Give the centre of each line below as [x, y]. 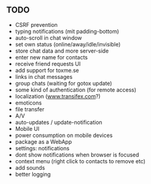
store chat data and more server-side [62, 51]
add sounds [30, 167]
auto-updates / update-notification [58, 122]
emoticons [28, 103]
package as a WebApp [43, 142]
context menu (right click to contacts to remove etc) [80, 161]
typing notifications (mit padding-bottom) [67, 31]
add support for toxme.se [47, 70]
